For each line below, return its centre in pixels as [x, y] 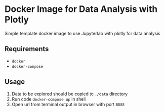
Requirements [27, 49]
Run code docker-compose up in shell [49, 99]
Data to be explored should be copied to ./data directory [70, 94]
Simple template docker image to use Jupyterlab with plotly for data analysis [82, 33]
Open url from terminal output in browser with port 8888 [68, 104]
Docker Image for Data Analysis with [81, 9]
